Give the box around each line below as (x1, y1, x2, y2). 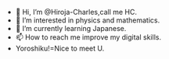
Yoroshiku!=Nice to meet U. (15, 43, 105, 53)
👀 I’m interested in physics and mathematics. (15, 16, 160, 25)
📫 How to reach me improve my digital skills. (15, 33, 162, 42)
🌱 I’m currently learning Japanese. (15, 24, 127, 33)
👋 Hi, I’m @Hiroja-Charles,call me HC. (15, 8, 138, 16)
